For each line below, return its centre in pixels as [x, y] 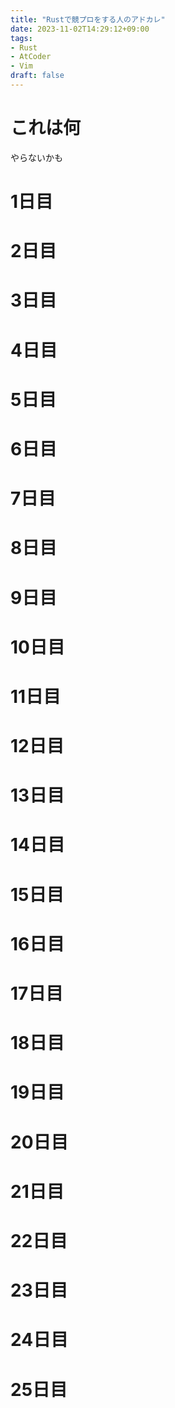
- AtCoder [31, 57]
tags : [21, 38]
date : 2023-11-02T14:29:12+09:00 [80, 29]
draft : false [37, 76]
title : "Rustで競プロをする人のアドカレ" [88, 19]
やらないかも [36, 157]
